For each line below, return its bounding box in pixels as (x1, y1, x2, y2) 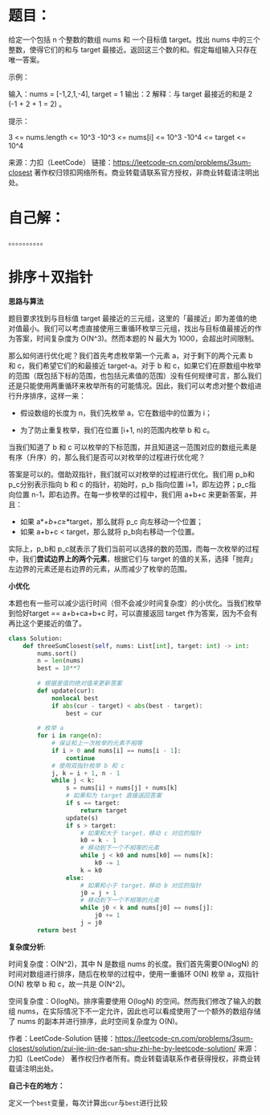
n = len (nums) (37, 657, 84, 665)
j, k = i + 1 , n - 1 (51, 769, 121, 777)
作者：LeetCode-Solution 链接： (8, 1033, 116, 1043)
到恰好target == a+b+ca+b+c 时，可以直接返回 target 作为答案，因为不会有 (8, 608, 259, 617)
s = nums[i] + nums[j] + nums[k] (65, 784, 178, 792)
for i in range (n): (37, 732, 103, 740)
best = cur (65, 709, 103, 717)
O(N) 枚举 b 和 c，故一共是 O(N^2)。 (8, 979, 130, 989)
